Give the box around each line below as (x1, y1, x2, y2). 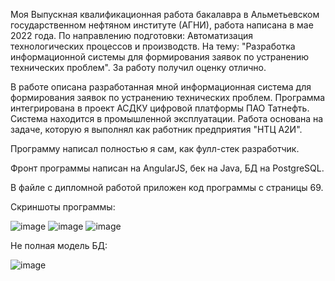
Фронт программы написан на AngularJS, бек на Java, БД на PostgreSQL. (10, 162, 325, 174)
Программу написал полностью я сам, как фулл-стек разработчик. (10, 143, 300, 154)
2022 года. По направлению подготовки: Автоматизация (10, 30, 254, 41)
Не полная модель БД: (10, 240, 108, 251)
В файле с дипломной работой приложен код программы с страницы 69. (10, 182, 324, 193)
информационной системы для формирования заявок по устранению (10, 51, 310, 63)
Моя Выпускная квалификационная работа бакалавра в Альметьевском (10, 9, 320, 20)
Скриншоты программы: (10, 201, 116, 213)
